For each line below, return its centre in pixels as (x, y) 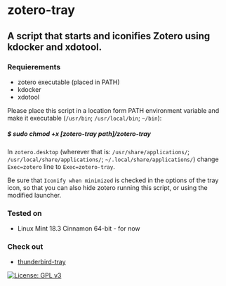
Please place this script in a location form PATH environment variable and (113, 110)
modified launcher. (34, 195)
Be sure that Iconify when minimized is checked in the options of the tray (113, 180)
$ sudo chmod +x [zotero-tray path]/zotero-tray (79, 134)
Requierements (34, 67)
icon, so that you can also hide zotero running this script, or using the (108, 187)
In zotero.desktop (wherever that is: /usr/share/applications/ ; (99, 151)
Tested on (25, 213)
